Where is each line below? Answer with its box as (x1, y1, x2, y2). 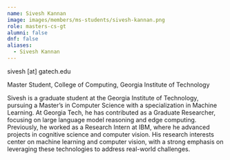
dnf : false (7, 36, 39, 43)
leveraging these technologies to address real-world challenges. (7, 145, 191, 153)
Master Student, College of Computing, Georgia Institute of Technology (7, 80, 210, 89)
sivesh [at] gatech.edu (7, 67, 71, 76)
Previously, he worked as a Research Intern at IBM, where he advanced (7, 123, 210, 131)
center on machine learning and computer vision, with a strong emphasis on (7, 137, 224, 146)
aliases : (7, 42, 32, 49)
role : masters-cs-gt (7, 23, 67, 30)
